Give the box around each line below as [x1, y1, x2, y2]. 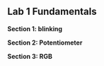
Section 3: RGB [7, 52, 53, 60]
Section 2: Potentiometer [7, 38, 83, 47]
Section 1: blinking [7, 24, 62, 33]
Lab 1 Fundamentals [7, 6, 97, 18]
